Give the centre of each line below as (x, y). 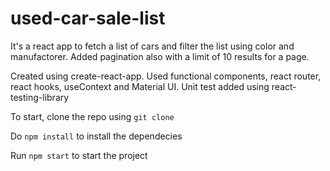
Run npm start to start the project (79, 155)
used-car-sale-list (88, 18)
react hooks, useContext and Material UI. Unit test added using (140, 86)
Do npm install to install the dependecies (96, 136)
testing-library (40, 97)
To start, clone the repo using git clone (92, 116)
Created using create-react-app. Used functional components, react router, (166, 76)
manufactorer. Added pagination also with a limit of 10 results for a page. (160, 56)
